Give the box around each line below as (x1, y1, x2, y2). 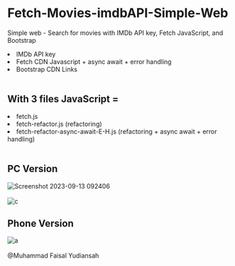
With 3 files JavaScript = (7, 93, 119, 105)
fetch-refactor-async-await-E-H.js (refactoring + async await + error (16, 127, 217, 136)
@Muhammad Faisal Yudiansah (7, 251, 99, 260)
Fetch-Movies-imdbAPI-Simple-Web (7, 5, 229, 21)
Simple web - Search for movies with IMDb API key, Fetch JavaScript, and (7, 28, 224, 37)
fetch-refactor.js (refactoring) (16, 119, 102, 128)
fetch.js (16, 112, 38, 120)
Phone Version (7, 217, 74, 229)
